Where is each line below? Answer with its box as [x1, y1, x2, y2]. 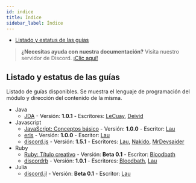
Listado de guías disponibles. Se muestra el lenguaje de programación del [6, 88, 190, 95]
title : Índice [6, 14, 42, 20]
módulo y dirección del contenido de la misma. [6, 95, 122, 102]
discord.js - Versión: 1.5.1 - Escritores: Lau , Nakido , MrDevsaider [24, 138, 185, 145]
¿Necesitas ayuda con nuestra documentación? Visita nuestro [21, 48, 180, 55]
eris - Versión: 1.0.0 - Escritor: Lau [24, 132, 110, 139]
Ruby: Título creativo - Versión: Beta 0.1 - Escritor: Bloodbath [24, 151, 176, 158]
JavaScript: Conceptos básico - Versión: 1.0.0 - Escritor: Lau [24, 125, 175, 132]
